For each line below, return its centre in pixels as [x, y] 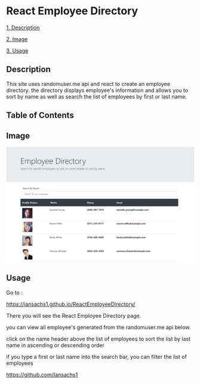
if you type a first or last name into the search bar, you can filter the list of [96, 357]
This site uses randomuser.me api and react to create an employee [88, 84]
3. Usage [17, 50]
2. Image [17, 39]
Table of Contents [40, 116]
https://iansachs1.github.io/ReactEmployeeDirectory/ [71, 304]
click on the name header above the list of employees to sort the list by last [99, 339]
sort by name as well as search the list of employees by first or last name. [96, 96]
